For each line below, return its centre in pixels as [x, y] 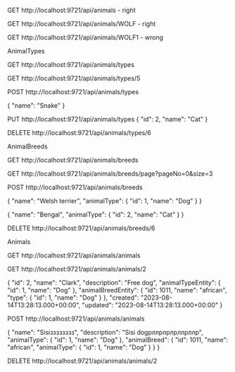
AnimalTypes [26, 51]
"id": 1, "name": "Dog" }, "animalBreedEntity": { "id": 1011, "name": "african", [117, 290]
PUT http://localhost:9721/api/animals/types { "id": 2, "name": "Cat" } [108, 119]
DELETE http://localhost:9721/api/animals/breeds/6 [81, 228]
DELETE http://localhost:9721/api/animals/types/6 [79, 133]
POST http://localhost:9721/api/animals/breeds [75, 187]
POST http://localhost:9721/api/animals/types [73, 92]
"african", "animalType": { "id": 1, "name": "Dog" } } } [84, 347]
